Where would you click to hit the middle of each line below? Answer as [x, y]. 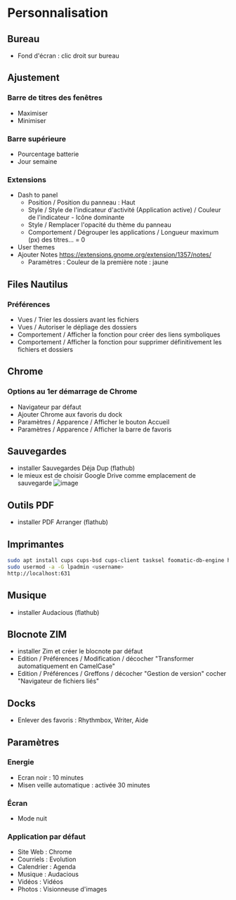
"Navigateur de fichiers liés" [58, 681]
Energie [21, 762]
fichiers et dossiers [45, 349]
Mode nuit [32, 819]
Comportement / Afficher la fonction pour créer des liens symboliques [119, 334]
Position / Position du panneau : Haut [81, 202]
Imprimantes [36, 544]
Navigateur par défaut [49, 407]
